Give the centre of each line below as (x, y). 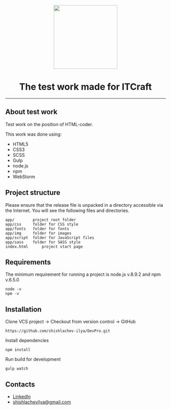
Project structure (33, 193)
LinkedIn (22, 396)
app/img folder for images (38, 233)
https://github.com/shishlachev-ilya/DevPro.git (58, 331)
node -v (13, 289)
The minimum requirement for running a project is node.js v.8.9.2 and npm (83, 274)
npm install (18, 350)
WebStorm (24, 177)
